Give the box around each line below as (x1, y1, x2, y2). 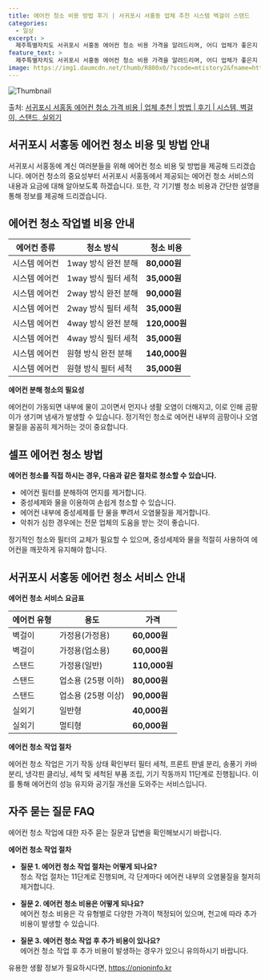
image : (8, 64, 30, 72)
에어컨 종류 (15, 242, 56, 253)
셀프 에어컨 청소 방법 (8, 448, 103, 462)
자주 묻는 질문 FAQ (8, 805, 95, 818)
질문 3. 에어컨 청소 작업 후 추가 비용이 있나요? (19, 935, 160, 946)
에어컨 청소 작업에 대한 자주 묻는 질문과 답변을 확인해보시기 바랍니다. (8, 827, 222, 837)
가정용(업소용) (58, 645, 110, 655)
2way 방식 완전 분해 (66, 288, 139, 299)
